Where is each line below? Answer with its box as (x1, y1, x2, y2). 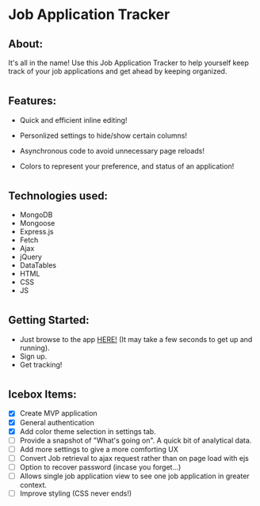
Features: (8, 94, 57, 108)
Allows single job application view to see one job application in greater (19, 471, 250, 481)
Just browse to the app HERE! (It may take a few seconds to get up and (19, 334, 253, 344)
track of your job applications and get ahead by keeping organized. (8, 67, 227, 76)
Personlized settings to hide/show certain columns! (19, 131, 188, 140)
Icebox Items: (8, 388, 77, 401)
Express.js (19, 227, 54, 237)
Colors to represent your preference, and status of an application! (19, 161, 235, 171)
